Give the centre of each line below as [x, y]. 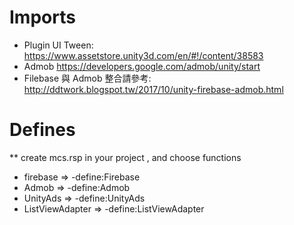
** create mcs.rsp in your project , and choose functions [125, 157]
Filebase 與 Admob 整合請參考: [87, 78]
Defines [42, 130]
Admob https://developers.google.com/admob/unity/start [142, 66]
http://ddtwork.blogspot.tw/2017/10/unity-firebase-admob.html [153, 89]
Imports [42, 17]
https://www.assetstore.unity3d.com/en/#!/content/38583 [143, 55]
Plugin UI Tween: [58, 45]
